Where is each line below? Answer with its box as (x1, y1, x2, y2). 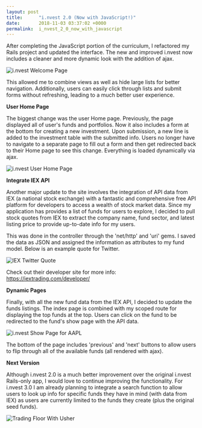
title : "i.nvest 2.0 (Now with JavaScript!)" (6, 15, 136, 21)
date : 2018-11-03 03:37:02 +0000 (6, 20, 107, 26)
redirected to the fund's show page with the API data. (6, 318, 139, 325)
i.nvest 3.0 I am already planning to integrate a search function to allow (6, 384, 183, 391)
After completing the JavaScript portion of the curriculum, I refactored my (6, 42, 190, 50)
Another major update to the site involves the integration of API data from (6, 189, 188, 196)
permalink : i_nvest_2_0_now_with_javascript (6, 25, 122, 32)
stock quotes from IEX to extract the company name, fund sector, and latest (6, 214, 195, 221)
